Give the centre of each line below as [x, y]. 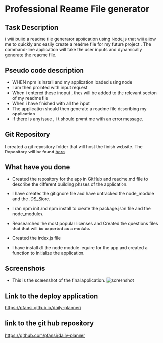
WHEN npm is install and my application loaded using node [72, 82]
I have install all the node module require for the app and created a [80, 248]
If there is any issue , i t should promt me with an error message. [78, 119]
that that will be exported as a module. [51, 229]
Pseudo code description [44, 70]
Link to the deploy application [52, 296]
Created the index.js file [36, 238]
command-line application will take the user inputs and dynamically [74, 50]
